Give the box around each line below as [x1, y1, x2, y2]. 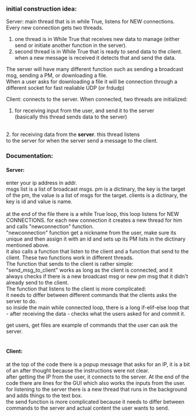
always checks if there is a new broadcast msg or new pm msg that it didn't [6, 273, 188, 280]
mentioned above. [6, 242, 50, 249]
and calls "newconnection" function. [6, 223, 94, 230]
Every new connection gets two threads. [6, 24, 104, 31]
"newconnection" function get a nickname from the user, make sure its [6, 229, 177, 236]
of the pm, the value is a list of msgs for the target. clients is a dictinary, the [6, 192, 188, 199]
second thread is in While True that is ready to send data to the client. [14, 48, 183, 55]
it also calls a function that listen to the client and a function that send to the [6, 248, 189, 255]
